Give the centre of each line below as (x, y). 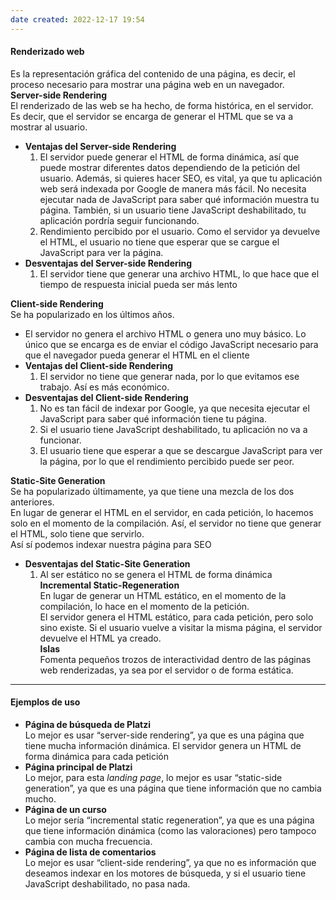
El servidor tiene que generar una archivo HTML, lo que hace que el (179, 273)
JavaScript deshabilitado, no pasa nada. (107, 884)
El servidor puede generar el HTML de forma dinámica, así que (169, 157)
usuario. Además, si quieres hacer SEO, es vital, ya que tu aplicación (181, 178)
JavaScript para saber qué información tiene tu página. (153, 418)
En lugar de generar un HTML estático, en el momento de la (163, 595)
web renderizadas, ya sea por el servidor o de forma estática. (166, 670)
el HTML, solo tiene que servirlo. (77, 533)
